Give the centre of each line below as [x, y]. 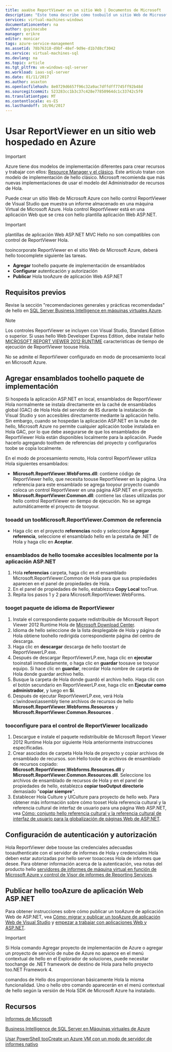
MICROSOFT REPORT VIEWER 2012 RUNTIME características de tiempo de [84, 341]
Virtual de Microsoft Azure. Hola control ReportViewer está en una [75, 209]
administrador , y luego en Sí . [44, 690]
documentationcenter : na [32, 24]
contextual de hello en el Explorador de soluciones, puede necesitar [77, 958]
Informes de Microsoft [29, 1019]
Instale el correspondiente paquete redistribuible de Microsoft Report [85, 619]
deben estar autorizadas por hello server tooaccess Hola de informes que [83, 858]
